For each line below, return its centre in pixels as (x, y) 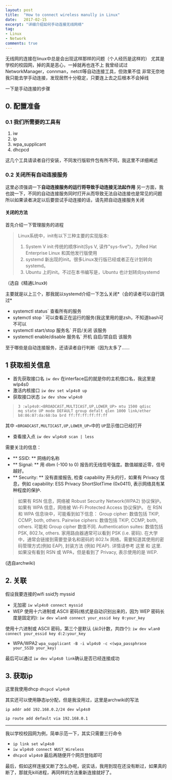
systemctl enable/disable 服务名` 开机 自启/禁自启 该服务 (72, 337)
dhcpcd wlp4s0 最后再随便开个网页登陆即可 (57, 755)
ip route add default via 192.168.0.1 (47, 719)
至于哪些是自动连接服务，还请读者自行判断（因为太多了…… (68, 347)
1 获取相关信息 (28, 365)
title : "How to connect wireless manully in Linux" (63, 15)
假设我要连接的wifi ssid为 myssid (40, 594)
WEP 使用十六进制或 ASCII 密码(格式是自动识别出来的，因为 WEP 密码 (86, 611)
